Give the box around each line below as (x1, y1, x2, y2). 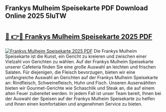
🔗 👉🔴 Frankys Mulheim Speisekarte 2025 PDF (5, 32, 153, 41)
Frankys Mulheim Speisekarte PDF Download (5, 4, 148, 12)
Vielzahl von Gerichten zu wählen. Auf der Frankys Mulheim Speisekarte (5, 59, 154, 64)
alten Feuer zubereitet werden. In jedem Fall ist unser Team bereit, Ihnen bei (5, 91, 162, 96)
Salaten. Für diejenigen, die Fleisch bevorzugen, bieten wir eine (5, 69, 136, 75)
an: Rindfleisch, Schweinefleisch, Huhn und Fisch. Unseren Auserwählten (5, 80, 156, 86)
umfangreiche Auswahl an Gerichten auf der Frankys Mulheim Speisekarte (5, 75, 158, 80)
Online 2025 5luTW (5, 12, 67, 20)
